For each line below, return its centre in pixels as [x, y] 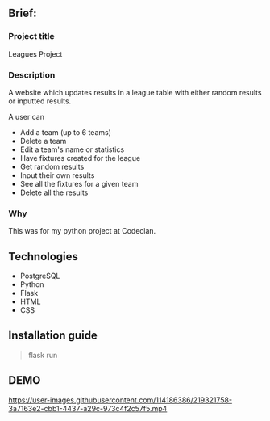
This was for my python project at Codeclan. [82, 231]
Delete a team [43, 141]
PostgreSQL [40, 276]
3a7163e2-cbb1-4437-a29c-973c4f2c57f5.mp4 [88, 408]
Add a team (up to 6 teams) [65, 132]
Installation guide [53, 336]
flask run [43, 355]
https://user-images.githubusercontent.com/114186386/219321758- [120, 400]
